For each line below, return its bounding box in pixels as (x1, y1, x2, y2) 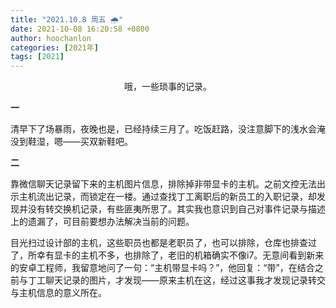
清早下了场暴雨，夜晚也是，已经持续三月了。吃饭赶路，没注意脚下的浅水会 (10, 123, 317, 135)
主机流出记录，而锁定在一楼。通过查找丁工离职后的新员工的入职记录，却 (18, 191, 317, 203)
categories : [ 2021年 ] (10, 42, 99, 53)
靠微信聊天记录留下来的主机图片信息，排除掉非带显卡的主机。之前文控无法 (10, 178, 317, 190)
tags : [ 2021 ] (10, 52, 65, 62)
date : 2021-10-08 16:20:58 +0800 (10, 24, 150, 34)
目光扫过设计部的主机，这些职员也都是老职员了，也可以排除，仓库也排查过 (10, 237, 317, 249)
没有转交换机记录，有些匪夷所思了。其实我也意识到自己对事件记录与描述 (27, 203, 326, 215)
